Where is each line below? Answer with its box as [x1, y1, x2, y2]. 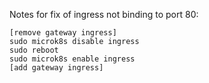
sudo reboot [9, 45, 59, 55]
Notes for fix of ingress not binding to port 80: [9, 9, 199, 20]
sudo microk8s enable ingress [9, 54, 136, 64]
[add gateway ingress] [9, 63, 104, 73]
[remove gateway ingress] [9, 28, 117, 38]
